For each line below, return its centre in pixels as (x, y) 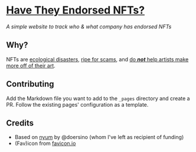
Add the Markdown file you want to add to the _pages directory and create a (98, 98)
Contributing (30, 84)
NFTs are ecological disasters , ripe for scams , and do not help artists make (97, 59)
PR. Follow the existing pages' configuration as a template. (77, 104)
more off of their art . (31, 65)
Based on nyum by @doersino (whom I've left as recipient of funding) (99, 137)
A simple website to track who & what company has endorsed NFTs (89, 27)
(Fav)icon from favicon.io (45, 143)
